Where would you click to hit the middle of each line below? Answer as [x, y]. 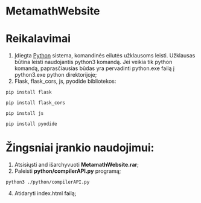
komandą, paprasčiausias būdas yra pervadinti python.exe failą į [94, 68]
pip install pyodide [32, 124]
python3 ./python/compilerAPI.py [48, 182]
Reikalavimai [38, 39]
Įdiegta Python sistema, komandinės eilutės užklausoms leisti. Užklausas [105, 56]
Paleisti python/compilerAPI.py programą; [68, 171]
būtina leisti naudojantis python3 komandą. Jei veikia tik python [93, 62]
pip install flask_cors [36, 103]
